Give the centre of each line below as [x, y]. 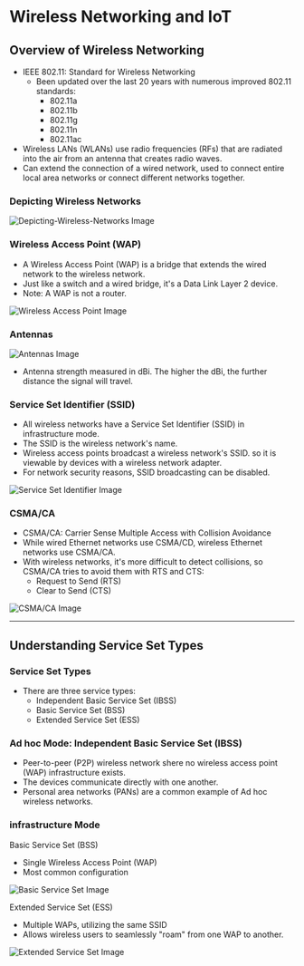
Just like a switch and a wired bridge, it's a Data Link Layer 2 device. [150, 284]
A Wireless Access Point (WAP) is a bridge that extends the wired [144, 264]
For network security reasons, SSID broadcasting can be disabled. [146, 472]
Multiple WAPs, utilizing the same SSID [95, 924]
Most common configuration [76, 872]
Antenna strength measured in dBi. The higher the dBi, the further [145, 371]
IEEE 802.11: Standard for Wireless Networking [109, 72]
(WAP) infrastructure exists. [74, 773]
